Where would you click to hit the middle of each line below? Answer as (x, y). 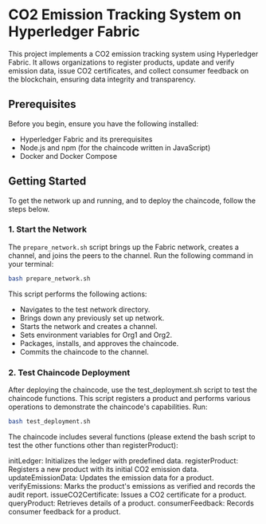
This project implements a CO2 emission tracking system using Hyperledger (133, 54)
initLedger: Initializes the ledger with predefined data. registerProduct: (123, 460)
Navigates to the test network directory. (85, 309)
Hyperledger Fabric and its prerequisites (86, 139)
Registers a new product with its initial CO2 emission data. (104, 469)
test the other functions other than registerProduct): (93, 445)
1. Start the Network (48, 229)
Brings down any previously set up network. (92, 318)
